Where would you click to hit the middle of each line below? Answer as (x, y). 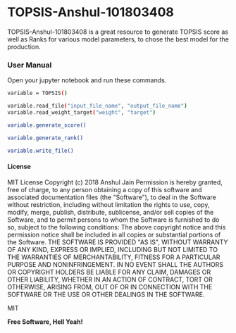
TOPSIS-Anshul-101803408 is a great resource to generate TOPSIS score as (118, 32)
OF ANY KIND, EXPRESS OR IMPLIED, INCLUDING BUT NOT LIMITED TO (113, 249)
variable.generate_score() (47, 125)
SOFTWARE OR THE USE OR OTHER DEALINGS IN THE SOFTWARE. (106, 294)
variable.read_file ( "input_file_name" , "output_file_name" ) (98, 106)
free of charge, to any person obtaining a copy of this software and (105, 189)
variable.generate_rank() (45, 138)
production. (24, 46)
